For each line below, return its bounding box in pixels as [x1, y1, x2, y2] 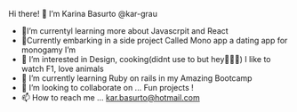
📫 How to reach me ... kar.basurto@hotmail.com [20, 92, 201, 102]
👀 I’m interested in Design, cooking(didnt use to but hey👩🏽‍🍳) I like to [20, 54, 272, 64]
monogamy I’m [20, 44, 76, 55]
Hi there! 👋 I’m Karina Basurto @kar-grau [8, 9, 157, 19]
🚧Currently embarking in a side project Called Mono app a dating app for [20, 36, 288, 45]
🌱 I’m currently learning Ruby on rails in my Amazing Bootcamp [20, 73, 253, 84]
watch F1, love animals [20, 63, 104, 74]
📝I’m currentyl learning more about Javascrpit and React [20, 26, 229, 36]
